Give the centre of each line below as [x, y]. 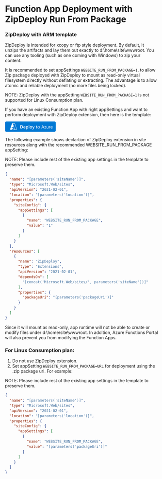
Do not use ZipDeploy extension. [45, 361]
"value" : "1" [40, 226]
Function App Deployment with [69, 9]
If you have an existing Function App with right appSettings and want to [76, 110]
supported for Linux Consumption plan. [44, 100]
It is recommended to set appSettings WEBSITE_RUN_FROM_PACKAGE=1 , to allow [80, 70]
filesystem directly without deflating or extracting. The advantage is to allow [81, 80]
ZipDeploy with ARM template [41, 35]
